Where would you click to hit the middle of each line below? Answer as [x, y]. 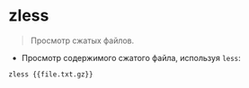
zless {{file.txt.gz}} [51, 74]
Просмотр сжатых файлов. [82, 40]
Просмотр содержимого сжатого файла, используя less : [131, 57]
